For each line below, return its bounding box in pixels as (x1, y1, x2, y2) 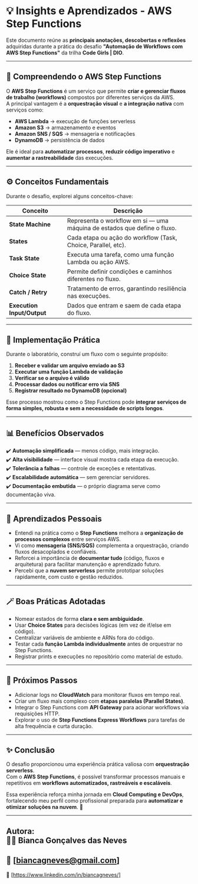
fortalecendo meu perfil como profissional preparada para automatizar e (6, 797, 183, 804)
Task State (9, 254, 40, 262)
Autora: (6, 826, 35, 836)
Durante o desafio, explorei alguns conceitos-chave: (6, 192, 134, 199)
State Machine (9, 220, 51, 228)
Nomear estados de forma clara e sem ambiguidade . (14, 615, 144, 622)
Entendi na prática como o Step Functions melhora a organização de (14, 529, 184, 536)
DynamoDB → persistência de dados (14, 136, 105, 143)
